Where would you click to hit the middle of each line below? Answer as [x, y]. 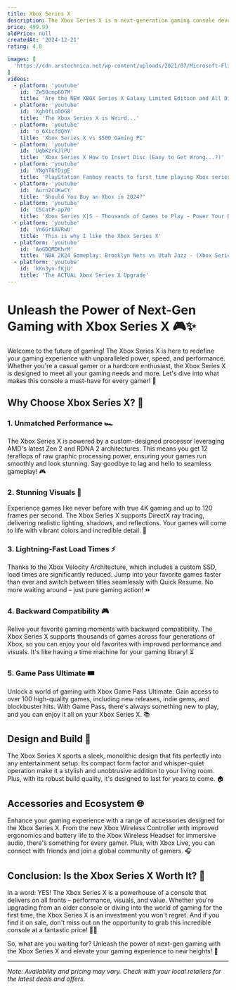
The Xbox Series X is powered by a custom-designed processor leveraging [116, 441]
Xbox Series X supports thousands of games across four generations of [111, 637]
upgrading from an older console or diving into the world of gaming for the [115, 908]
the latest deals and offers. [46, 979]
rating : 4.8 [25, 46]
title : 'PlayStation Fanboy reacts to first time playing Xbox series [125, 177]
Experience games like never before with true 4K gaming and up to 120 [110, 508]
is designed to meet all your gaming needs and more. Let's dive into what [113, 373]
